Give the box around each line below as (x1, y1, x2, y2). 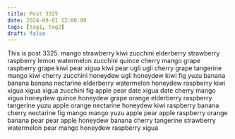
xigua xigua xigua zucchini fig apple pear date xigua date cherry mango (7, 86, 217, 95)
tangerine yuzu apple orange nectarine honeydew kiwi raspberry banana (7, 101, 219, 110)
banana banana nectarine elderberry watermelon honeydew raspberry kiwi (7, 79, 226, 88)
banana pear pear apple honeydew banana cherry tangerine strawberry (7, 117, 217, 125)
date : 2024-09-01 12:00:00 (7, 17, 87, 24)
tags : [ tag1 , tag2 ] (7, 23, 65, 30)
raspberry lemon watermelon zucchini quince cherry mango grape (7, 57, 201, 65)
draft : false (7, 29, 46, 37)
